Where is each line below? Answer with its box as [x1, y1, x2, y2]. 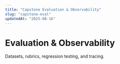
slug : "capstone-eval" [5, 12, 51, 17]
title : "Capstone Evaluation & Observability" [5, 7, 101, 12]
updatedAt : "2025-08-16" [5, 16, 56, 21]
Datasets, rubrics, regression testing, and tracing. [5, 53, 105, 59]
